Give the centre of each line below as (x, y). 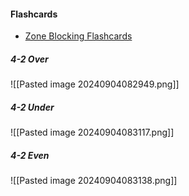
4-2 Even (30, 155)
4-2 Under (32, 107)
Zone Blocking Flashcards (78, 36)
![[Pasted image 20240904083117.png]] (92, 132)
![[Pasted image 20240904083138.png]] (94, 181)
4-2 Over (29, 59)
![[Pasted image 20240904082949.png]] (95, 84)
